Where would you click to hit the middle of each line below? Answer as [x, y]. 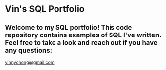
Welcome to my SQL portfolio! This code [69, 27]
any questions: [29, 50]
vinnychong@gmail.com [30, 62]
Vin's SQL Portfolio [45, 9]
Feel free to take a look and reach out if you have [81, 43]
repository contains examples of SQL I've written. [83, 35]
